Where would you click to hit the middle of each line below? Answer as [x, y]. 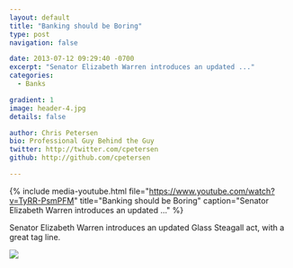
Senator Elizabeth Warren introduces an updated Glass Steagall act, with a [147, 227]
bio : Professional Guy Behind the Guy [82, 141]
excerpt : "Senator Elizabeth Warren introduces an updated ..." [132, 67]
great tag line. [35, 237]
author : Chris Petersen [54, 133]
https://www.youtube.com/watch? [212, 191]
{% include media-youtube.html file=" [80, 191]
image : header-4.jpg [48, 108]
